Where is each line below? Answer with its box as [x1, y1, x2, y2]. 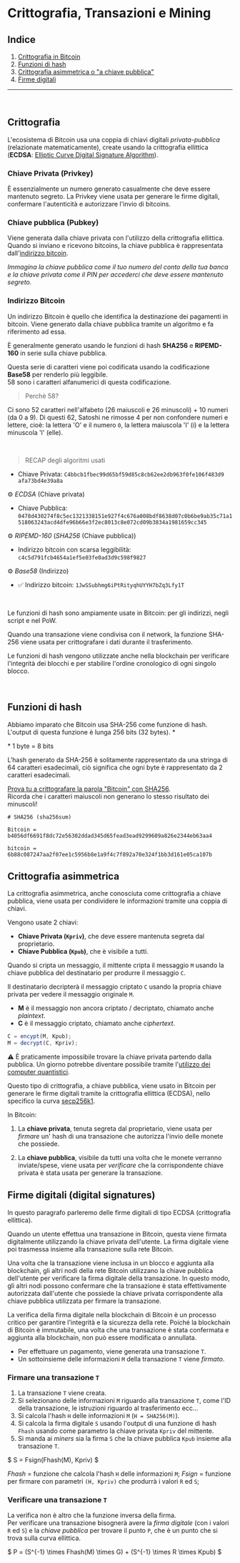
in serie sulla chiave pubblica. [20, 349, 107, 357]
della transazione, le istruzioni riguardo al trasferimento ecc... [17, 1404, 199, 1412]
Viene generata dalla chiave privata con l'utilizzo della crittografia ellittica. [7, 234, 225, 242]
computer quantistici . [7, 1068, 70, 1077]
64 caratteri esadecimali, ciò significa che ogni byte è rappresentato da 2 [7, 763, 223, 771]
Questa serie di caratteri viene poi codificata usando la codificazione [7, 362, 210, 371]
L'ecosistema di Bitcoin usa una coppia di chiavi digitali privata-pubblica [7, 135, 220, 144]
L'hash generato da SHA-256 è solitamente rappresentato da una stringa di [7, 755, 229, 764]
